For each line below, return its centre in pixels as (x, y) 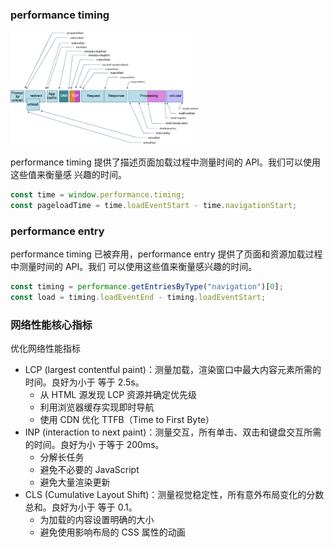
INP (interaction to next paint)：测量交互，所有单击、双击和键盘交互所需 (173, 432)
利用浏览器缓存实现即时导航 (97, 407)
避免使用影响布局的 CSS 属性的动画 (112, 532)
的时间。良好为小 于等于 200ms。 (94, 445)
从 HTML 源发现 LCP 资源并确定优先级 (118, 395)
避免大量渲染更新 (75, 482)
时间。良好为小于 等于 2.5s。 (84, 382)
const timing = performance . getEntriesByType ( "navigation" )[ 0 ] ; (147, 287)
